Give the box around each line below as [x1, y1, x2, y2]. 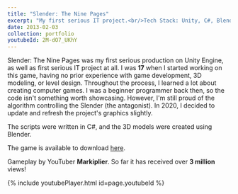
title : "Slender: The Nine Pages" [7, 10, 110, 18]
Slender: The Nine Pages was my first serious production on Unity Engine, [7, 56, 224, 64]
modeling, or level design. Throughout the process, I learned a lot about [7, 79, 217, 87]
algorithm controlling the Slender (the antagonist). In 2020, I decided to [7, 101, 215, 110]
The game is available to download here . [7, 144, 126, 152]
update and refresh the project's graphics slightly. [7, 109, 153, 118]
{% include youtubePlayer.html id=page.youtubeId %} [7, 178, 165, 188]
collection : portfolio [7, 30, 74, 38]
